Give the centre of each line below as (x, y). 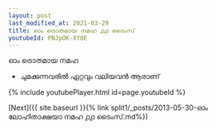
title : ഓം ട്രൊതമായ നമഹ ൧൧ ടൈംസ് (72, 30)
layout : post (30, 16)
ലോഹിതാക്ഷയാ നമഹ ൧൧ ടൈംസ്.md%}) (78, 117)
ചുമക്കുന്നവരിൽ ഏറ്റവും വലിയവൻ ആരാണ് (90, 76)
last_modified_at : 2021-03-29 (59, 23)
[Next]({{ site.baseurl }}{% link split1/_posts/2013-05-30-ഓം (108, 107)
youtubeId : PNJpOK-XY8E (48, 38)
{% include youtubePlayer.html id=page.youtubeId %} (97, 92)
